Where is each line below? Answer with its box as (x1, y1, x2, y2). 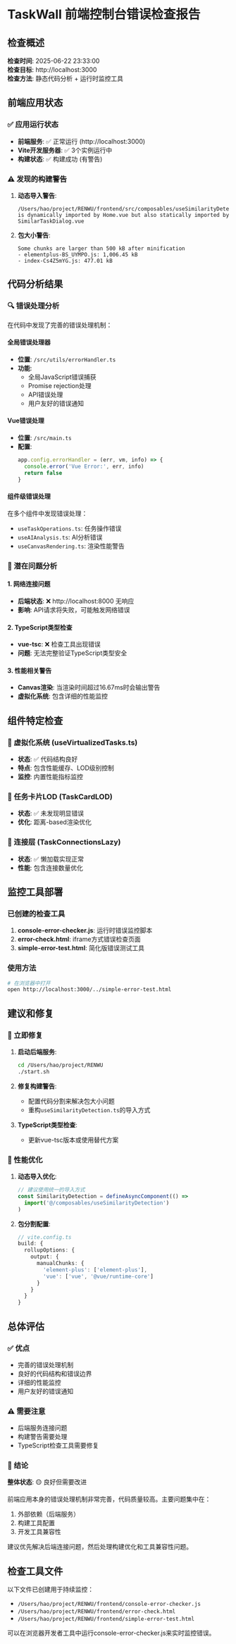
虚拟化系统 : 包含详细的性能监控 (17, 692, 108, 701)
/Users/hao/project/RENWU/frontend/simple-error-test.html (17, 1616, 195, 1623)
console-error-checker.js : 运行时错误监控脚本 (17, 926, 153, 935)
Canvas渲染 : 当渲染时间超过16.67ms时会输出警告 (17, 683, 161, 692)
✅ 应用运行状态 (7, 120, 58, 130)
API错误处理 (27, 390, 63, 399)
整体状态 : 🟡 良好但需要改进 (7, 1478, 87, 1486)
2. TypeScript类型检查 (7, 623, 73, 631)
